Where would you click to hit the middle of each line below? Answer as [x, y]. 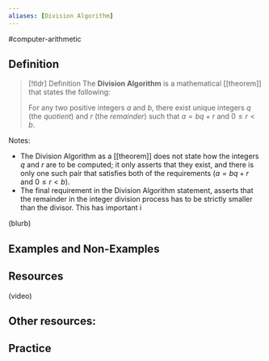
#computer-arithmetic [45, 39]
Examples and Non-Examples [84, 248]
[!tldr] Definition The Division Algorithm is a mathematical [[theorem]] [145, 84]
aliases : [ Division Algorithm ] [61, 16]
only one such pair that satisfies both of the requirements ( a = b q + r [134, 174]
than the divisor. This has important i [81, 208]
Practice [30, 348]
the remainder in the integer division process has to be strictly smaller [136, 199]
